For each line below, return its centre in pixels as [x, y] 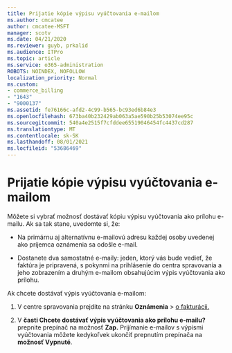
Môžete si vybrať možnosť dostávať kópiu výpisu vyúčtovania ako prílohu [111, 216]
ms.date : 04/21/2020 [37, 39]
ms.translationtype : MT [42, 129]
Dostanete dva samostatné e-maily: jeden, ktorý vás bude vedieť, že [115, 258]
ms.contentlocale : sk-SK [43, 135]
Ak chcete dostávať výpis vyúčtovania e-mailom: [77, 293]
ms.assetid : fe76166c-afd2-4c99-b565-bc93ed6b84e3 [82, 110]
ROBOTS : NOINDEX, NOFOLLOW [46, 71]
